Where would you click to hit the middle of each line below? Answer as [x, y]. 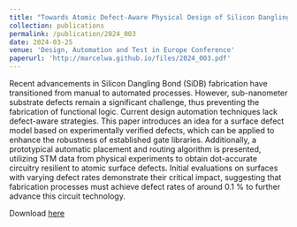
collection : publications [57, 26]
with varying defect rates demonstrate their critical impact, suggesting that [145, 177]
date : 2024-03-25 [41, 42]
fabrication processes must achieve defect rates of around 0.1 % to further [145, 187]
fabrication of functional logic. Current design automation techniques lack [144, 112]
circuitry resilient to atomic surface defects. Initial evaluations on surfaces [144, 168]
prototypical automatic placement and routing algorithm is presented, [135, 149]
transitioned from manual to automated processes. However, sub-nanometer [148, 93]
